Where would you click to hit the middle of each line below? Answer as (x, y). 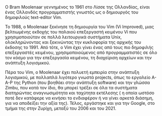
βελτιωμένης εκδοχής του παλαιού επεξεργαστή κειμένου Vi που (71, 32)
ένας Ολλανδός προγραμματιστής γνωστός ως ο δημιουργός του (72, 12)
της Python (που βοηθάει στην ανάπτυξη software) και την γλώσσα (82, 83)
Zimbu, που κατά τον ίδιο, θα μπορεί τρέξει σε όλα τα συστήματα (71, 88)
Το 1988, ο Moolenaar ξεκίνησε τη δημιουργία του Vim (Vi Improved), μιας (80, 27)
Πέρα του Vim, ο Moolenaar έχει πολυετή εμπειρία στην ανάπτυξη (72, 72)
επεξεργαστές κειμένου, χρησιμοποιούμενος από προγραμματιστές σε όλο (81, 52)
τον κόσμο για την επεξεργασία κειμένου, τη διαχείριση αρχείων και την (79, 58)
